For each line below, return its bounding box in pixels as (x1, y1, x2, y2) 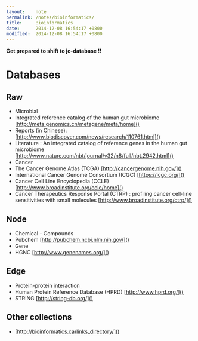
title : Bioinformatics (6, 20, 73, 26)
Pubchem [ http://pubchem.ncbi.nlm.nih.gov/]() (14, 236, 129, 243)
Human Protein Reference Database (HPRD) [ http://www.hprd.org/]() (14, 288, 184, 296)
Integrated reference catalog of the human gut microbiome (14, 114, 160, 121)
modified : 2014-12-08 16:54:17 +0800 (6, 31, 103, 37)
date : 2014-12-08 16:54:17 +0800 (6, 25, 103, 32)
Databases (6, 68, 61, 82)
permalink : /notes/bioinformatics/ (6, 14, 95, 20)
